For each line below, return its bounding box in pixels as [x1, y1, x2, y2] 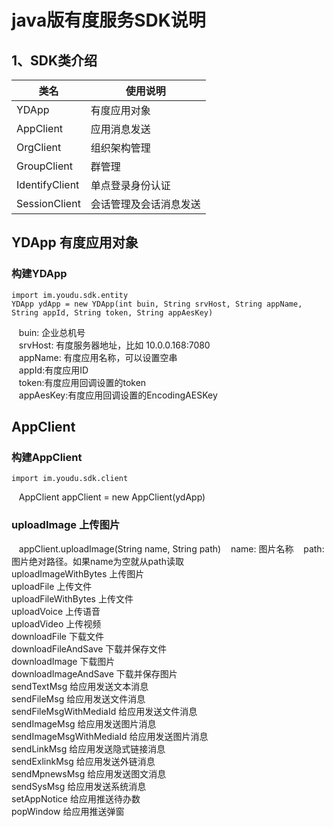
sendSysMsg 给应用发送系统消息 [11, 780, 147, 792]
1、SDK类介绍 [11, 52, 98, 69]
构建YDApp [11, 267, 68, 281]
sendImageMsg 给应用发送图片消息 [11, 717, 157, 730]
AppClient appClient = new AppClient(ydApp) [18, 491, 206, 503]
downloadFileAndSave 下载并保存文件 [11, 642, 168, 655]
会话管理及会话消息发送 [90, 197, 201, 211]
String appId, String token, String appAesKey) [11, 307, 214, 318]
